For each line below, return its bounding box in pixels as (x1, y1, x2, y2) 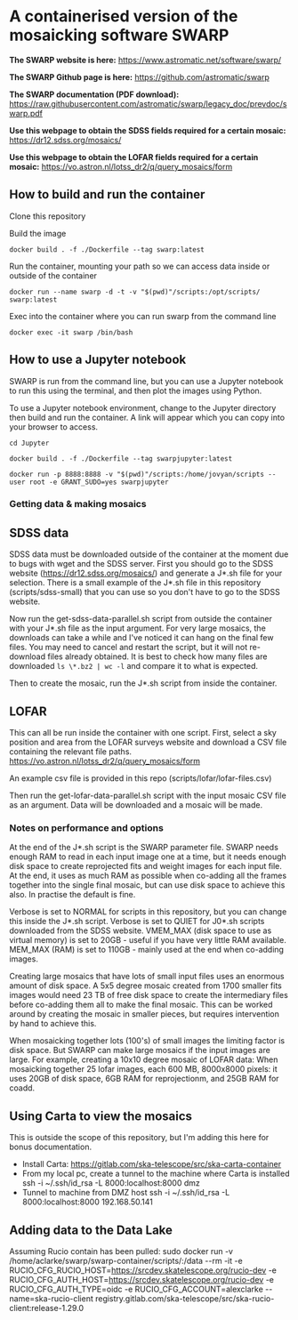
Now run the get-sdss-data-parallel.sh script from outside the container (9, 614, 273, 624)
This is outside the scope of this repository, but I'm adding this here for (9, 1132, 270, 1143)
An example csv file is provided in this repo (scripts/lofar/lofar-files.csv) (9, 773, 272, 784)
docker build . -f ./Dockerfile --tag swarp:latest (9, 245, 205, 254)
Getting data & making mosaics (9, 498, 147, 511)
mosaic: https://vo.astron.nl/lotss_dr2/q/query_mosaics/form (9, 161, 233, 172)
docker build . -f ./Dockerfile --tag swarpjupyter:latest (9, 454, 233, 463)
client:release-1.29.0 (9, 1303, 85, 1314)
